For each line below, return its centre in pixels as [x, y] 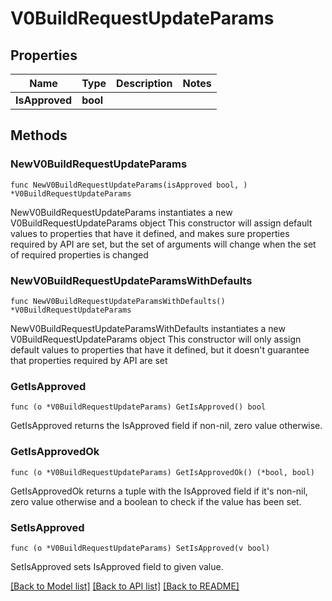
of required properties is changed [79, 254]
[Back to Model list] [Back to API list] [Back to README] [125, 586]
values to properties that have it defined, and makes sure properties [150, 233]
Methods [39, 135]
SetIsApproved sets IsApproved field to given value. [117, 566]
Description [144, 83]
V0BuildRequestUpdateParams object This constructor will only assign [156, 339]
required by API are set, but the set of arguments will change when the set [163, 244]
